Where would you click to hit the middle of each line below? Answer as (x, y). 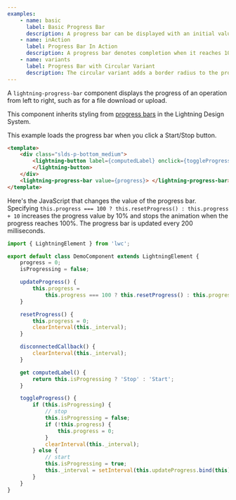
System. (19, 121)
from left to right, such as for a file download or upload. (87, 100)
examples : (22, 14)
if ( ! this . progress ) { (78, 424)
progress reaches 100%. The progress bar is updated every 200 (100, 223)
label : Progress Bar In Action (72, 46)
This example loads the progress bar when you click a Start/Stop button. (112, 135)
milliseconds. (26, 230)
